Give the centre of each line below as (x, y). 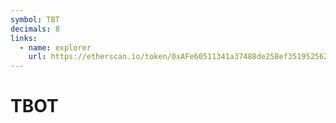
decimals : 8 (35, 29)
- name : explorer (55, 47)
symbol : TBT (35, 19)
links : (24, 38)
